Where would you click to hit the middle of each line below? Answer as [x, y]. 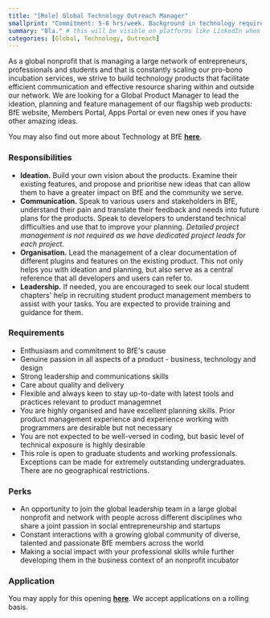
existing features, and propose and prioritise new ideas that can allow [135, 184]
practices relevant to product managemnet [91, 402]
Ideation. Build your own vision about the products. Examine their [129, 175]
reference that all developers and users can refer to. [106, 278]
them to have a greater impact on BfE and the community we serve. [132, 192]
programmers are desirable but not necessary [96, 427]
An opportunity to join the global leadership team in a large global [128, 509]
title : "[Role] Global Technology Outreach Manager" [98, 16]
